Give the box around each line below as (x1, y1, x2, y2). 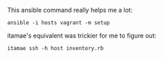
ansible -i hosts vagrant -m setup (7, 19, 110, 26)
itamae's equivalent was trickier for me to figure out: (7, 31, 157, 40)
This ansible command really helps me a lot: (7, 6, 133, 14)
